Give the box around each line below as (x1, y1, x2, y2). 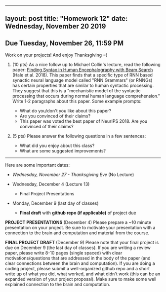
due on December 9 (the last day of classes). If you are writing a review (5, 245, 151, 251)
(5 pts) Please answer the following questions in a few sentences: (12, 133, 146, 139)
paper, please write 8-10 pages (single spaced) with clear (5, 250, 123, 256)
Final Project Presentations (19, 191, 75, 197)
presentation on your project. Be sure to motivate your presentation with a (5, 225, 156, 231)
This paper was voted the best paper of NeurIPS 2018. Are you (19, 118, 148, 124)
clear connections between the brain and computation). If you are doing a (5, 260, 155, 266)
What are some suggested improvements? (19, 148, 106, 154)
